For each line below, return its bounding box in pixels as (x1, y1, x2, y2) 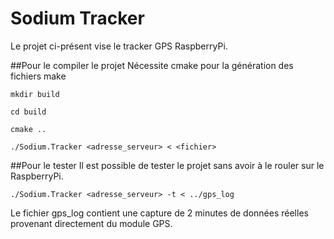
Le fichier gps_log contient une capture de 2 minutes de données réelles (10, 207, 309, 219)
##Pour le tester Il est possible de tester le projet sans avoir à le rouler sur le (10, 159, 325, 171)
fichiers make (10, 70, 67, 82)
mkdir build (10, 89, 60, 99)
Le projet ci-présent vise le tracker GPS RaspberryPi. (10, 40, 228, 52)
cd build (10, 107, 47, 117)
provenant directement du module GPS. (10, 217, 173, 229)
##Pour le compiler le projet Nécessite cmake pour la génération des (10, 59, 294, 71)
